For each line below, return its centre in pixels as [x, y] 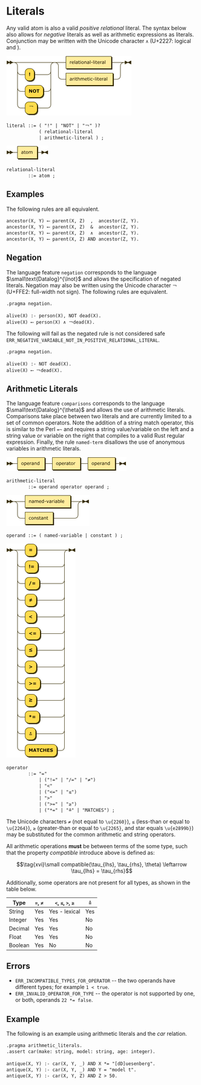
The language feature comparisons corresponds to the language [86, 403]
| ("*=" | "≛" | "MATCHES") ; [77, 811]
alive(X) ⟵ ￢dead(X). [34, 370]
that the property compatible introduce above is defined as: [81, 853]
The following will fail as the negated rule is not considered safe [86, 333]
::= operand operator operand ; [69, 487]
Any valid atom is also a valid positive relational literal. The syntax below [96, 28]
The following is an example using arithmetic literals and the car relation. [97, 1034]
